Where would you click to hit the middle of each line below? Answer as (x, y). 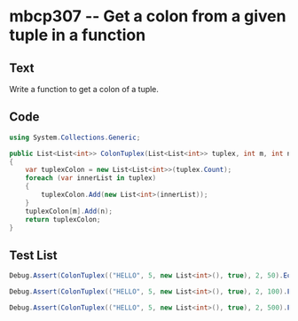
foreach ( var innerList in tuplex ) (91, 178)
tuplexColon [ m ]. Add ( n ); (69, 211)
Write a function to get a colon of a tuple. (84, 89)
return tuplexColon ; (63, 219)
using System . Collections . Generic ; (75, 137)
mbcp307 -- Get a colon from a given (148, 16)
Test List (33, 255)
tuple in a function (78, 35)
